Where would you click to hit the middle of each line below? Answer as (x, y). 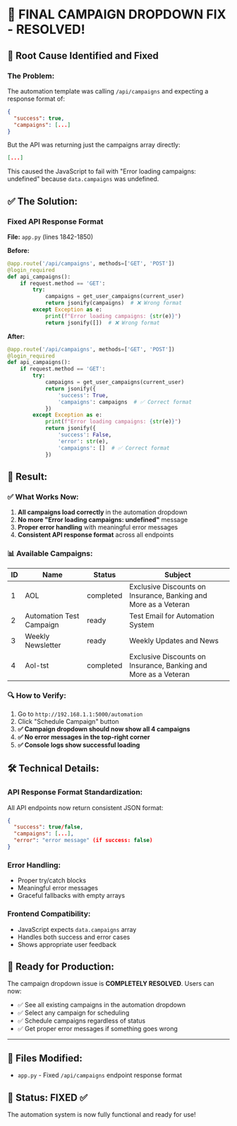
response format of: (36, 98)
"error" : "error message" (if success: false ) (83, 841)
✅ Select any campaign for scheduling (73, 1013)
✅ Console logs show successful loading (79, 745)
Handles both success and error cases (74, 937)
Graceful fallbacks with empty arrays (71, 896)
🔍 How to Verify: (37, 695)
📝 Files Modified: (45, 1058)
